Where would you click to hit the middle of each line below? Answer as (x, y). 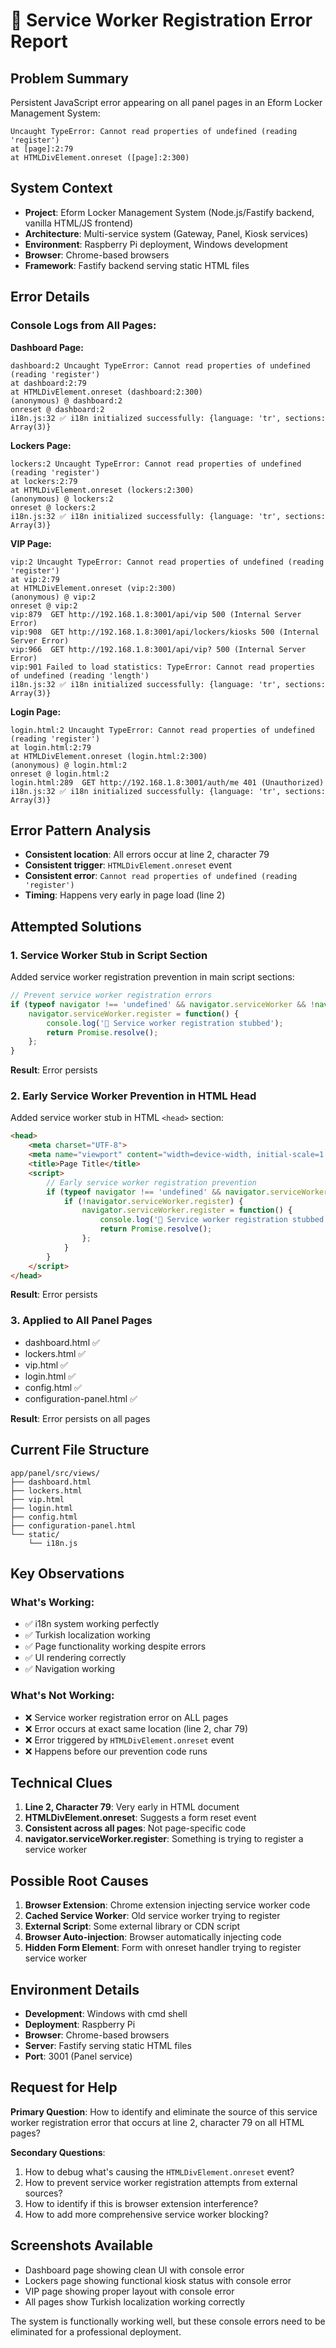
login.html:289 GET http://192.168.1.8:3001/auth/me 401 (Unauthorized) (167, 782)
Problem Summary (69, 78)
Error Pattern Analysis (81, 830)
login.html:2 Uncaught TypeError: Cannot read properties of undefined (162, 730)
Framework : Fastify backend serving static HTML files (137, 265)
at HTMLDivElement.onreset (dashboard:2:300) (106, 392)
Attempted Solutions (76, 926)
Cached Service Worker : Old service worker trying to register (152, 1916)
